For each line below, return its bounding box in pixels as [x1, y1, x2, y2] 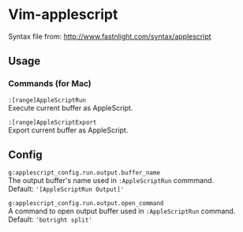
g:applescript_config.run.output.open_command [8, 200, 164, 208]
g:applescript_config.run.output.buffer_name [8, 169, 160, 177]
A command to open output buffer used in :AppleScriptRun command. [8, 207, 236, 216]
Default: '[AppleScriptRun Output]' [8, 184, 125, 194]
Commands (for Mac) [8, 78, 92, 89]
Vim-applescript [8, 6, 118, 24]
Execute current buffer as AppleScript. [8, 103, 133, 112]
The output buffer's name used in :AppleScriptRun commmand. [8, 176, 215, 185]
